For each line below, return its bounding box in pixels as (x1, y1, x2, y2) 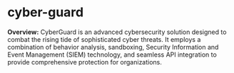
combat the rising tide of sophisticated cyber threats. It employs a (7, 35, 201, 43)
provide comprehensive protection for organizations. (7, 57, 163, 66)
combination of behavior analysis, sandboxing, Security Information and (7, 43, 219, 51)
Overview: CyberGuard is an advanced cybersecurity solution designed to (7, 28, 227, 36)
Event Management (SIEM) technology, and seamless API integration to (7, 50, 218, 59)
